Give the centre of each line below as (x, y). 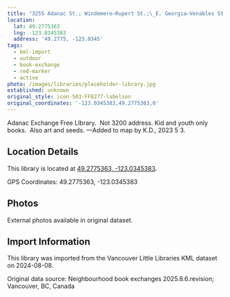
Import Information (49, 242)
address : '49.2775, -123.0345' (58, 39)
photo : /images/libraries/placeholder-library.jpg (82, 84)
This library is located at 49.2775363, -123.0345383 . (82, 168)
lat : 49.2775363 (37, 26)
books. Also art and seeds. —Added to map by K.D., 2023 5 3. (96, 130)
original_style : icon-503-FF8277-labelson (69, 97)
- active (26, 78)
